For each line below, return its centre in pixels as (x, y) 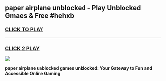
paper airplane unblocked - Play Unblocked (73, 8)
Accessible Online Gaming (33, 73)
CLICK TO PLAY (24, 30)
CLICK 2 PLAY (22, 48)
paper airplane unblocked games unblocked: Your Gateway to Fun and (79, 68)
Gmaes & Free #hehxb (40, 16)
